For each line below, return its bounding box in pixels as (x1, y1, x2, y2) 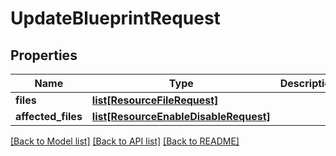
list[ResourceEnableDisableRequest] (91, 110, 271, 123)
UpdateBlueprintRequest (10, 7, 221, 30)
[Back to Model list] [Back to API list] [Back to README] (10, 135, 240, 147)
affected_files (15, 110, 83, 123)
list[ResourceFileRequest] (91, 93, 219, 107)
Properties (10, 47, 78, 64)
